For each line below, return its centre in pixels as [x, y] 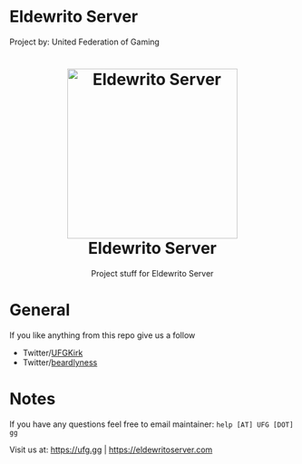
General [40, 310]
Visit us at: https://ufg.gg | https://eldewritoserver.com [111, 449]
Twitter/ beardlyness [60, 362]
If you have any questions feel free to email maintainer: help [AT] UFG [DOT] [151, 424]
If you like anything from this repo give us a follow [102, 335]
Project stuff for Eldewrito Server [152, 273]
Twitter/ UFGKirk [53, 353]
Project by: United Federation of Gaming [85, 42]
